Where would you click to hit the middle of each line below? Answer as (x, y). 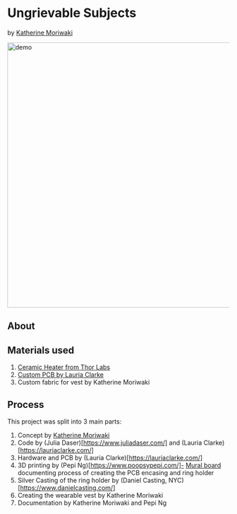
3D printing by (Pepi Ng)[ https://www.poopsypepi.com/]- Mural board (119, 465)
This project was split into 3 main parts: (65, 421)
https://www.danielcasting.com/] (68, 487)
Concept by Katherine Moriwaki (63, 435)
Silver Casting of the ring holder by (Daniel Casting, (92, 480)
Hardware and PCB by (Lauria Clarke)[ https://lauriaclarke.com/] (110, 457)
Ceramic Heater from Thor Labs (64, 367)
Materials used (41, 350)
